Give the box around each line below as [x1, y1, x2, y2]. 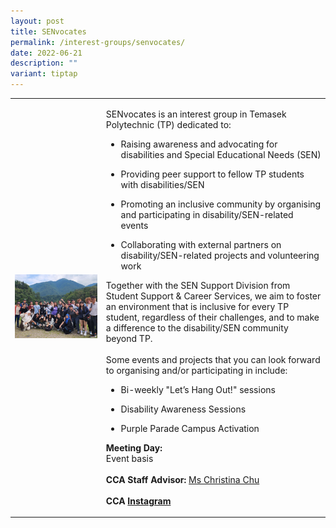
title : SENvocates [10, 26, 87, 37]
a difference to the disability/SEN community [105, 321, 289, 334]
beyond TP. [105, 332, 153, 344]
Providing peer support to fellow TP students [120, 168, 305, 180]
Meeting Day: [105, 441, 163, 454]
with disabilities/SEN [120, 178, 205, 190]
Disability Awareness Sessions [120, 403, 247, 415]
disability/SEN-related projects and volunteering [120, 249, 320, 261]
